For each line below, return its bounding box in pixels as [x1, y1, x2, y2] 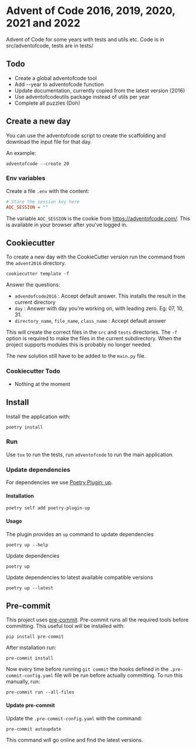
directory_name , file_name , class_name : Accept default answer [14, 317, 166, 325]
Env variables [6, 174, 46, 182]
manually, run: [6, 678, 40, 685]
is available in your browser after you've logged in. [6, 221, 128, 228]
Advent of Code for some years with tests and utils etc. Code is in [6, 36, 164, 43]
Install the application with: [6, 413, 71, 420]
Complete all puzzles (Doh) [14, 99, 81, 106]
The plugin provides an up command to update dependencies [6, 530, 154, 537]
